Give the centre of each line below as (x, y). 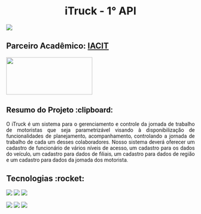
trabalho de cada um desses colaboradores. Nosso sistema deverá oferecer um (100, 142)
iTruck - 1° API (100, 11)
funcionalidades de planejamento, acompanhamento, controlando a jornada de (100, 136)
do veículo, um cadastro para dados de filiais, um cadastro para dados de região (100, 154)
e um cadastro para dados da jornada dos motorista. (67, 160)
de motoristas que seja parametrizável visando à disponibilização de (100, 130)
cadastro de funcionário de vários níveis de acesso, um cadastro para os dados (100, 148)
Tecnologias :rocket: (45, 178)
